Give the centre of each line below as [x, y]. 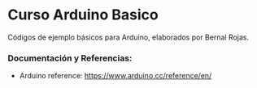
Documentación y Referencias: [70, 58]
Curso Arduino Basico [83, 15]
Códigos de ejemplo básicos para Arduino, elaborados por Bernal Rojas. [128, 37]
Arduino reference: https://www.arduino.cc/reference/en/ [115, 76]
